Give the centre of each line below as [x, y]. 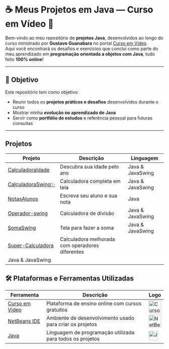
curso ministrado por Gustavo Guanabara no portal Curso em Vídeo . [76, 43]
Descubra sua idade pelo [90, 166]
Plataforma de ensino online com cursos [94, 304]
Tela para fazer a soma [87, 227]
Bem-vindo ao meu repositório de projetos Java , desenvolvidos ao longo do [84, 38]
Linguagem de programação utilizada [91, 332]
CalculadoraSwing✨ [31, 184]
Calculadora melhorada [88, 239]
